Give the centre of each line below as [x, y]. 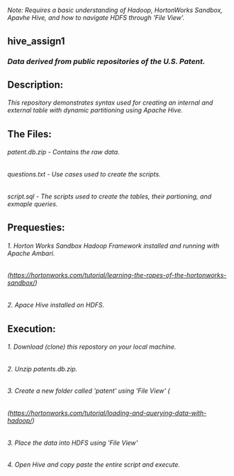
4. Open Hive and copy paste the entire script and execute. [94, 465]
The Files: [29, 134]
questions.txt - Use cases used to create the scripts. [84, 174]
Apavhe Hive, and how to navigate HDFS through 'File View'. [96, 17]
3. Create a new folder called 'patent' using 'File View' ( [89, 391]
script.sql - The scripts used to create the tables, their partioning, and [110, 196]
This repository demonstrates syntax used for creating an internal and [110, 102]
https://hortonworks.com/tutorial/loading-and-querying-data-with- [108, 413]
